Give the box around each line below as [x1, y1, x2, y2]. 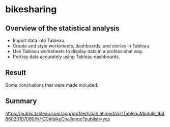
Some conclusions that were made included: [5, 82, 99, 88]
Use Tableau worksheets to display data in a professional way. [12, 48, 144, 54]
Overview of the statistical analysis [5, 24, 120, 33]
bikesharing [5, 4, 57, 15]
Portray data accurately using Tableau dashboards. [12, 54, 121, 60]
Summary [5, 97, 37, 106]
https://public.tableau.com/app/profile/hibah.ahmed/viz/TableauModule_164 [5, 110, 165, 116]
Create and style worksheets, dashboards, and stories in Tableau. [12, 43, 151, 49]
